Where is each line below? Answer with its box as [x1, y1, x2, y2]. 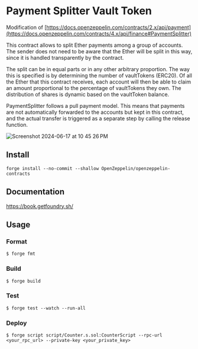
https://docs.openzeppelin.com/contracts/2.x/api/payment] [46, 24, 191, 31]
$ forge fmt [6, 251, 35, 257]
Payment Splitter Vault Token [6, 4, 152, 18]
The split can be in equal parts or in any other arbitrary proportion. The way [6, 65, 190, 72]
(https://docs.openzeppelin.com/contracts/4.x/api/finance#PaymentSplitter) [6, 30, 192, 37]
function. [6, 121, 28, 128]
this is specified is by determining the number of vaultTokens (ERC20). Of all [6, 72, 192, 79]
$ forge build [6, 278, 41, 284]
